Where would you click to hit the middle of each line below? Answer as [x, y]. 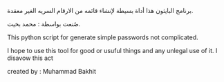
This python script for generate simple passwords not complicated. [103, 37]
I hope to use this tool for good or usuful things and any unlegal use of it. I [112, 51]
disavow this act [30, 58]
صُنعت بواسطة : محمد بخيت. [44, 24]
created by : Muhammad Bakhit [52, 71]
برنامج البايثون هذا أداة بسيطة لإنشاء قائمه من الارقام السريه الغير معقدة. [100, 11]
